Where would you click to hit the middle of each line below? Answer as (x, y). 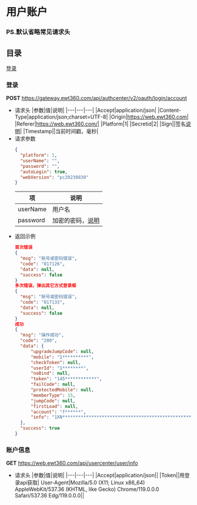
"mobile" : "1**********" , (62, 357)
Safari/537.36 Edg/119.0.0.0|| (49, 496)
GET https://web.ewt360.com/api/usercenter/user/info (72, 463)
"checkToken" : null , (56, 362)
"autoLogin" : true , (44, 171)
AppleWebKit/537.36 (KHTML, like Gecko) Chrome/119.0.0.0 (87, 489)
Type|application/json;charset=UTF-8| (61, 117)
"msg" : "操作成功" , (42, 335)
